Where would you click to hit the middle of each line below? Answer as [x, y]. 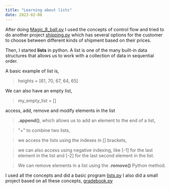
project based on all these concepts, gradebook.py [59, 181]
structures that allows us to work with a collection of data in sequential [80, 55]
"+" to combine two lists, [44, 130]
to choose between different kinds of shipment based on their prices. [78, 40]
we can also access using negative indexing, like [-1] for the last [85, 150]
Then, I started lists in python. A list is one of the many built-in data [76, 50]
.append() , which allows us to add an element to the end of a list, [87, 120]
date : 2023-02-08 [24, 15]
